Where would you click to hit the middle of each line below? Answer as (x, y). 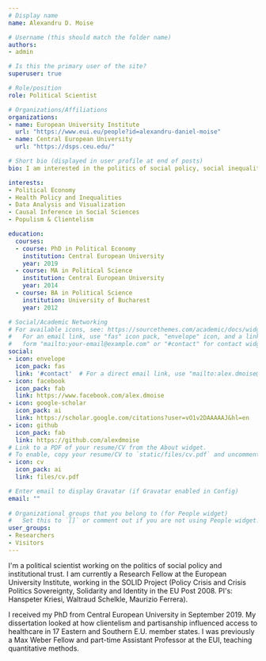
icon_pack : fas (40, 366)
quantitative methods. (44, 648)
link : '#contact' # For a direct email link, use (101, 374)
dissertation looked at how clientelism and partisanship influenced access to (133, 623)
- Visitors (26, 543)
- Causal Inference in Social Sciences (74, 212)
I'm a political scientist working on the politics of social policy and (115, 565)
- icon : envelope (37, 359)
